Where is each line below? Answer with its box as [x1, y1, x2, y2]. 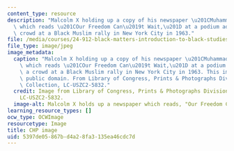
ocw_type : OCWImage [7, 113, 64, 120]
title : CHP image [7, 127, 58, 134]
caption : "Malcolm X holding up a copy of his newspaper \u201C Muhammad [13, 56, 229, 63]
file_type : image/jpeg [7, 42, 73, 49]
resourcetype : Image [7, 120, 68, 127]
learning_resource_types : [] [7, 107, 92, 114]
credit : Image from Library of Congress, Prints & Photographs [13, 88, 201, 95]
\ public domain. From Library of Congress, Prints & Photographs [19, 74, 217, 82]
